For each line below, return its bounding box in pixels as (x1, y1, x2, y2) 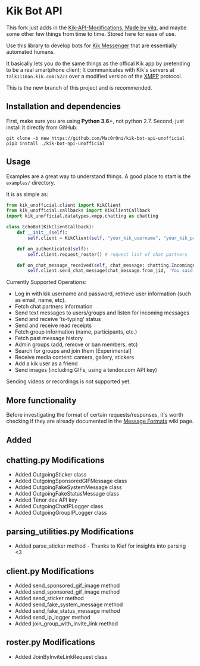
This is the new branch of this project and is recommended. (6, 84, 152, 91)
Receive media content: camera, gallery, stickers (14, 354, 135, 361)
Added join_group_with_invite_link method (14, 620, 118, 627)
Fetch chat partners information (14, 303, 93, 310)
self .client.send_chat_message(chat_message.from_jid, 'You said (27, 268, 193, 274)
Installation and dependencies (6, 102, 121, 112)
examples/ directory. (6, 179, 55, 186)
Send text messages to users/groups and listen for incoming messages (14, 309, 189, 316)
